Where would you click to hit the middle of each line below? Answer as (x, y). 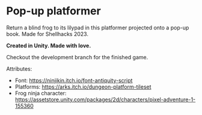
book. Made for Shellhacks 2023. (47, 34)
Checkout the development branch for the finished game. (77, 57)
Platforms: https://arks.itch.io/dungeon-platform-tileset (83, 87)
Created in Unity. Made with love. (49, 46)
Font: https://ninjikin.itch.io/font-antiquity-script (74, 80)
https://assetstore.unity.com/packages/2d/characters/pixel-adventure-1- (105, 99)
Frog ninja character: (41, 93)
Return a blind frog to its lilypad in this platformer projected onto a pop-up (98, 28)
